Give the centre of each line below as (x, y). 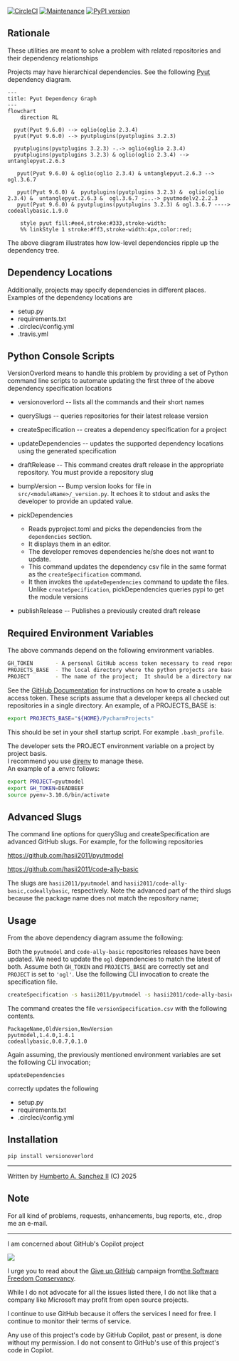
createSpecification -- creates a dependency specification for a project (122, 430)
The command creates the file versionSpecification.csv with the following (117, 1008)
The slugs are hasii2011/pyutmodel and (65, 883)
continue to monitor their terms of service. (69, 1321)
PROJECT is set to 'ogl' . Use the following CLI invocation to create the (108, 974)
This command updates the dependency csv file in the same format (127, 567)
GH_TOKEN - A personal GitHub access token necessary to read (111, 663)
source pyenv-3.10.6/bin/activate (59, 795)
